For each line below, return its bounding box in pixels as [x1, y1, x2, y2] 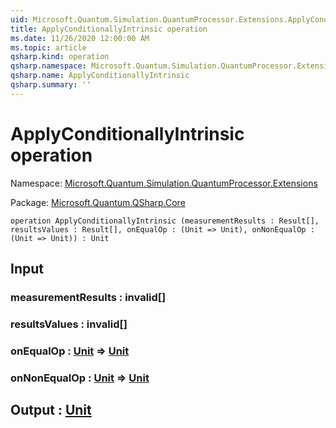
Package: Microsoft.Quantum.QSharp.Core [10, 196, 186, 208]
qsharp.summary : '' [10, 80, 92, 90]
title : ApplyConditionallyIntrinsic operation [10, 24, 208, 34]
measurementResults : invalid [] [10, 291, 167, 304]
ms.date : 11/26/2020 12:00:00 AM [10, 33, 150, 43]
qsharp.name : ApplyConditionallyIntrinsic [10, 71, 190, 81]
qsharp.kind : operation [10, 52, 110, 62]
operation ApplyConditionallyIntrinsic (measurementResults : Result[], [10, 216, 320, 226]
